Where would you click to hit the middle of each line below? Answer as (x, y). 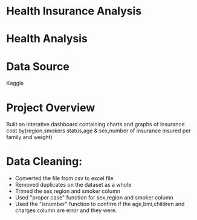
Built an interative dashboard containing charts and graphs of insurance (96, 125)
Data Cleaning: (44, 162)
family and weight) (29, 137)
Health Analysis (47, 39)
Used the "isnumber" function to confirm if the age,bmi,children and (100, 204)
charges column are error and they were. (66, 210)
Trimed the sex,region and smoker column (68, 191)
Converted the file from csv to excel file (64, 178)
